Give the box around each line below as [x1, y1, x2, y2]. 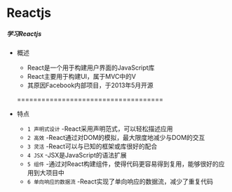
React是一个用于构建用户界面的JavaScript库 [27, 63, 155, 72]
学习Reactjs [6, 30, 42, 38]
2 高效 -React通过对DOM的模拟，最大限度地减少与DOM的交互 [27, 134, 205, 142]
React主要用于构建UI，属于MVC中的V [27, 72, 137, 81]
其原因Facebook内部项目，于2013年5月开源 [27, 81, 153, 89]
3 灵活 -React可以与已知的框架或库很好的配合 [27, 142, 158, 151]
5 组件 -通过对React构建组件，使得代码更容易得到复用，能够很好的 [27, 160, 219, 168]
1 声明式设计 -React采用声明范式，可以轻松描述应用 [27, 124, 173, 133]
